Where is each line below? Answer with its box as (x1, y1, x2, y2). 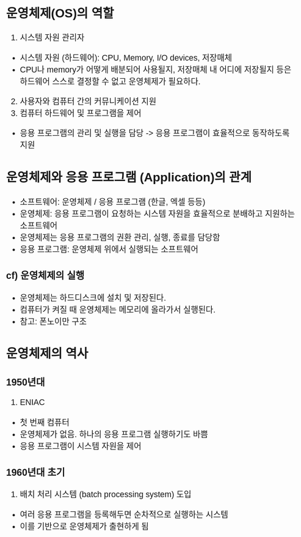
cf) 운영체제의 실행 (6, 270, 85, 281)
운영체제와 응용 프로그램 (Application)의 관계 (6, 170, 252, 185)
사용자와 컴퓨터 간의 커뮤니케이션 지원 (20, 97, 157, 106)
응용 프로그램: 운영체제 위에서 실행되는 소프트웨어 (20, 244, 198, 254)
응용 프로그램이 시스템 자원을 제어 (20, 441, 142, 451)
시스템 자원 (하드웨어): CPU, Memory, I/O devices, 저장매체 (20, 53, 232, 63)
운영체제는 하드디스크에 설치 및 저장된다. (20, 293, 167, 303)
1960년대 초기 (6, 466, 65, 478)
